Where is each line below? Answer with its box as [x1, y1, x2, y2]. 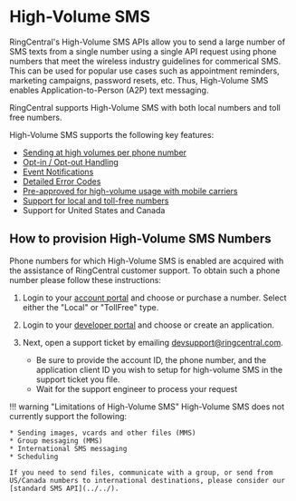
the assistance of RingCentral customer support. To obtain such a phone [9, 265, 281, 276]
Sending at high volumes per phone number [22, 147, 187, 158]
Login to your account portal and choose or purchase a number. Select [22, 292, 287, 303]
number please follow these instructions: [9, 274, 161, 285]
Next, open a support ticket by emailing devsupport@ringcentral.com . [22, 337, 283, 348]
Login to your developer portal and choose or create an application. [22, 319, 274, 330]
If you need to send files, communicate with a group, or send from [9, 467, 273, 477]
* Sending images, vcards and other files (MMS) [9, 428, 196, 437]
